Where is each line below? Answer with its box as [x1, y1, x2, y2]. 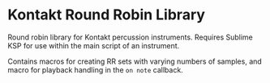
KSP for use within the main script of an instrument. [7, 40, 180, 50]
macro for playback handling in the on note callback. [7, 64, 183, 74]
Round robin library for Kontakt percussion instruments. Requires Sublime [7, 32, 253, 42]
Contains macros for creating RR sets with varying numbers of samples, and [7, 56, 263, 66]
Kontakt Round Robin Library [7, 6, 206, 24]
